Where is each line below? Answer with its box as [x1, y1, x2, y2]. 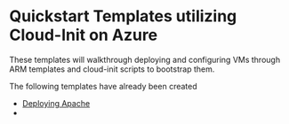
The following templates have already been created [9, 81, 197, 91]
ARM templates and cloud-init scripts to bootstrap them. [9, 64, 215, 74]
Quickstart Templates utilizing [9, 6, 237, 27]
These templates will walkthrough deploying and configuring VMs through [9, 54, 281, 65]
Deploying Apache [21, 97, 91, 108]
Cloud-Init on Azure [9, 25, 158, 45]
